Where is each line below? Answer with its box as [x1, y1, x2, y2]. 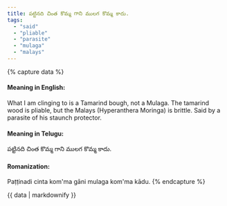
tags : [7, 17, 23, 24]
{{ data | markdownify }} [7, 191, 77, 199]
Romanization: [7, 162, 51, 170]
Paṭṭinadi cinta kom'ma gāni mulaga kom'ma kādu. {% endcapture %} [7, 178, 206, 186]
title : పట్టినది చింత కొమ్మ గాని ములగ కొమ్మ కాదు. [7, 10, 129, 17]
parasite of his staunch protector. [7, 113, 102, 122]
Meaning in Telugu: [7, 129, 64, 138]
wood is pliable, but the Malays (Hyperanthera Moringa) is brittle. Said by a [7, 106, 221, 115]
